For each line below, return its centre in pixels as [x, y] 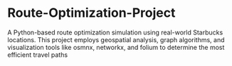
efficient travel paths [38, 55]
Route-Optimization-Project [91, 13]
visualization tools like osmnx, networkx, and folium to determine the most [116, 47]
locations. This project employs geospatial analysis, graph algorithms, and [116, 39]
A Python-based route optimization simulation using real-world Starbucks [115, 32]
